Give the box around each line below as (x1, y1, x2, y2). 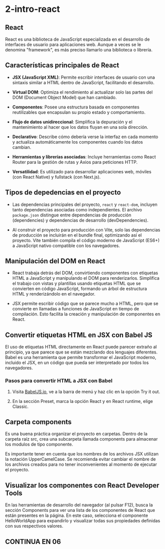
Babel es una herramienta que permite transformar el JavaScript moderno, (5, 354, 157, 360)
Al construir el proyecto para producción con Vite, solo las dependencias (12, 227, 161, 233)
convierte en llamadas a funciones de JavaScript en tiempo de (12, 306, 139, 312)
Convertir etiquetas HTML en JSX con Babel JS (5, 331, 153, 339)
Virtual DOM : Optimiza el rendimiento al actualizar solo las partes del (12, 89, 153, 95)
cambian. (12, 144, 32, 150)
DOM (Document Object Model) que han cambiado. (12, 94, 117, 100)
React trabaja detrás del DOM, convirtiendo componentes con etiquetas (12, 270, 159, 276)
